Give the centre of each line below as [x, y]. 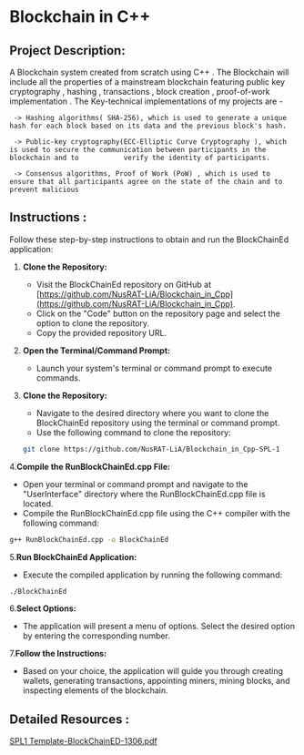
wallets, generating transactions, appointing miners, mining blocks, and [156, 681]
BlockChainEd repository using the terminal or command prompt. [158, 423]
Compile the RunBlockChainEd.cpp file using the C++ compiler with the [157, 513]
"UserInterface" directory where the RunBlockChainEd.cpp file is [144, 494]
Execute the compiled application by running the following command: [152, 575]
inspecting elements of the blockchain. [95, 690]
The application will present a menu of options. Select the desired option [159, 627]
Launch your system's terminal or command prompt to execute [154, 368]
